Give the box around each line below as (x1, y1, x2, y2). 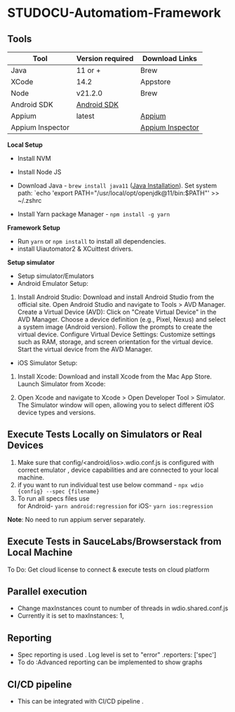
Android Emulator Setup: (17, 279, 89, 287)
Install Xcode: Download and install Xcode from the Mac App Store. (17, 372, 213, 381)
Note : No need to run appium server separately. (7, 515, 146, 524)
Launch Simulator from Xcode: (17, 380, 106, 388)
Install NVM (17, 154, 51, 162)
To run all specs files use (17, 494, 90, 503)
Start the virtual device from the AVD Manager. (17, 345, 153, 353)
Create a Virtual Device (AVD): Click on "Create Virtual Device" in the (17, 308, 217, 316)
